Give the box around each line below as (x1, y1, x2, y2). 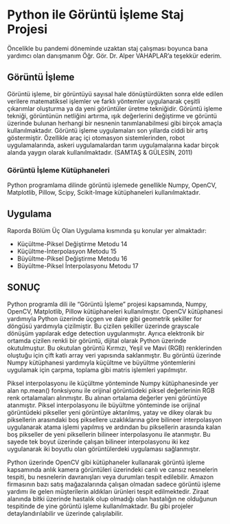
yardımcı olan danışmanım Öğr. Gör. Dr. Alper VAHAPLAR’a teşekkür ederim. (7, 52, 222, 60)
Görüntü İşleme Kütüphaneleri (7, 165, 110, 175)
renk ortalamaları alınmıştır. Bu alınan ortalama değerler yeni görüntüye (7, 393, 207, 402)
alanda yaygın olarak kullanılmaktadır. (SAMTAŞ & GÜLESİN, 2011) (7, 148, 193, 156)
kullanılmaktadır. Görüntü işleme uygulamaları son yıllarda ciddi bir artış (7, 126, 208, 134)
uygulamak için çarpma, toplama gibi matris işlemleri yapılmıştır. (7, 365, 187, 374)
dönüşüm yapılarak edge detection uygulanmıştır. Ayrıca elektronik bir (7, 329, 205, 337)
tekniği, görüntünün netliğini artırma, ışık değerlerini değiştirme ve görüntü (7, 111, 218, 120)
